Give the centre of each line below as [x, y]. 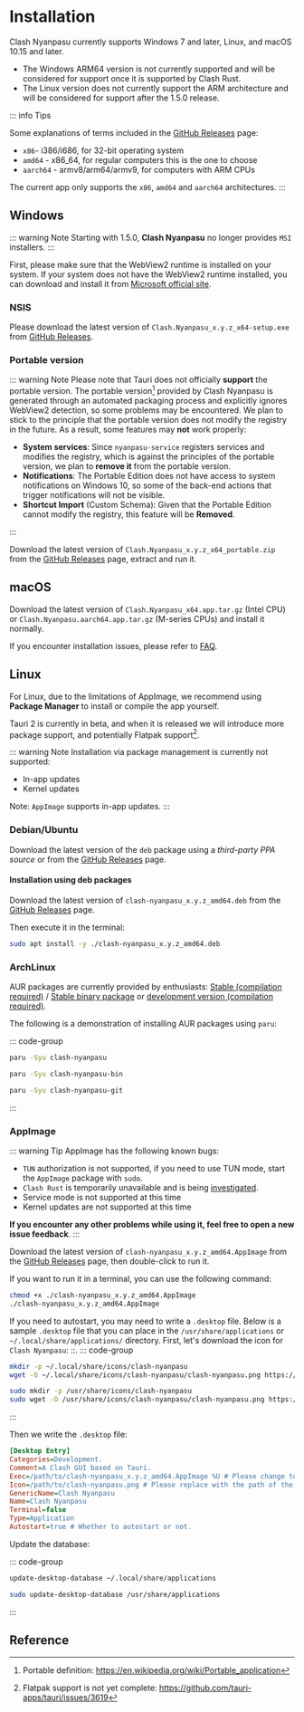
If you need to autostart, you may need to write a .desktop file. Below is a [146, 1321]
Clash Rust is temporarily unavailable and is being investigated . [141, 1187]
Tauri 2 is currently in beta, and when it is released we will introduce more [147, 723]
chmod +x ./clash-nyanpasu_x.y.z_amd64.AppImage [103, 1295]
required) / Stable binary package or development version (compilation [142, 996]
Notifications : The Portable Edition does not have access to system [149, 476]
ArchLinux [33, 967]
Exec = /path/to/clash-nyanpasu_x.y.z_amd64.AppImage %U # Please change [147, 1476]
